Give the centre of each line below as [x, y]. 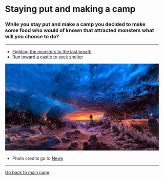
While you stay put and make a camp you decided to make [75, 24]
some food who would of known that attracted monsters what [80, 30]
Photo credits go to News [38, 158]
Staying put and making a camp [70, 9]
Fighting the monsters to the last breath [52, 52]
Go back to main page [27, 172]
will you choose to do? [32, 37]
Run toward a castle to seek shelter [48, 57]
